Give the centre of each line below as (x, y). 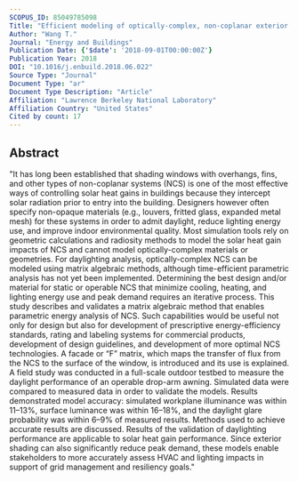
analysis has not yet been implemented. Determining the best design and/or (148, 277)
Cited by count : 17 (45, 116)
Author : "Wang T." (43, 34)
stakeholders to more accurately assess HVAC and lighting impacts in (137, 457)
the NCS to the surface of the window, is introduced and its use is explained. (149, 363)
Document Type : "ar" (48, 84)
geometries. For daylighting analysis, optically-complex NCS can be (133, 259)
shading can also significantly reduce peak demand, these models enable (144, 448)
